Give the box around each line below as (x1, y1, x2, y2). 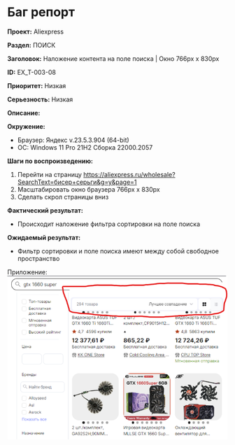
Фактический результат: (7, 206, 84, 214)
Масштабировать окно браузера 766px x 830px (17, 185, 160, 193)
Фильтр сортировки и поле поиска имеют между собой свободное (17, 246, 219, 255)
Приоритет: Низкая (7, 81, 66, 90)
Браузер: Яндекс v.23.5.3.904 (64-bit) (17, 136, 129, 144)
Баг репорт (7, 4, 76, 20)
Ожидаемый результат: (7, 233, 81, 241)
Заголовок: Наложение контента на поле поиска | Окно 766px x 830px (7, 54, 220, 63)
